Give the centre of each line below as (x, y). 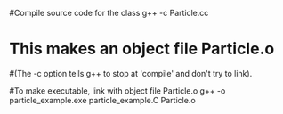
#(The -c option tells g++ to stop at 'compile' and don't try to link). (131, 73)
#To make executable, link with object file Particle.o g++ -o (117, 90)
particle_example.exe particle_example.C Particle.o (102, 100)
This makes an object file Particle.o (142, 49)
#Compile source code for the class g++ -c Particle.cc (109, 13)
